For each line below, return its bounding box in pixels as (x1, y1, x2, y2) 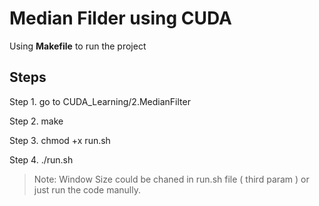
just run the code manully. (33, 183, 141, 196)
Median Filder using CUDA (9, 7, 232, 30)
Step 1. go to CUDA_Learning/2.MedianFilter (9, 95, 191, 107)
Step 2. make (9, 115, 64, 127)
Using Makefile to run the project (9, 40, 147, 52)
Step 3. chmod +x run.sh (9, 134, 111, 146)
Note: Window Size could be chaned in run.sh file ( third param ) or (33, 173, 310, 185)
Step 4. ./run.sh (9, 153, 74, 166)
